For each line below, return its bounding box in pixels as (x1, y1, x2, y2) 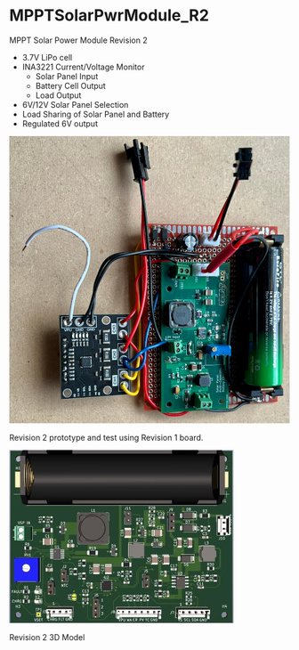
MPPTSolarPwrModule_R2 (9, 5, 209, 26)
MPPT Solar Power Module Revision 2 (9, 35, 149, 45)
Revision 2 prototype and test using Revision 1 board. (9, 432, 204, 443)
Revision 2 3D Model (9, 631, 85, 642)
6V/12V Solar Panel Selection (21, 99, 129, 110)
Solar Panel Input (35, 70, 99, 81)
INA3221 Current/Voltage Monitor (21, 61, 145, 72)
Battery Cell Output (35, 80, 107, 91)
